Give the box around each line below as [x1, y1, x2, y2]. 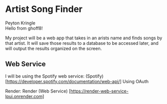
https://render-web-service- [70, 88, 129, 94]
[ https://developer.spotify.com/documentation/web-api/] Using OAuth [5, 78, 149, 84]
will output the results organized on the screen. [5, 45, 102, 51]
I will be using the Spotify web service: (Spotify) [5, 73, 104, 79]
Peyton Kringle [5, 20, 36, 26]
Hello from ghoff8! [5, 25, 43, 31]
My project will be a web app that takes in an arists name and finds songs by [5, 35, 163, 41]
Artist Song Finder [5, 3, 83, 15]
